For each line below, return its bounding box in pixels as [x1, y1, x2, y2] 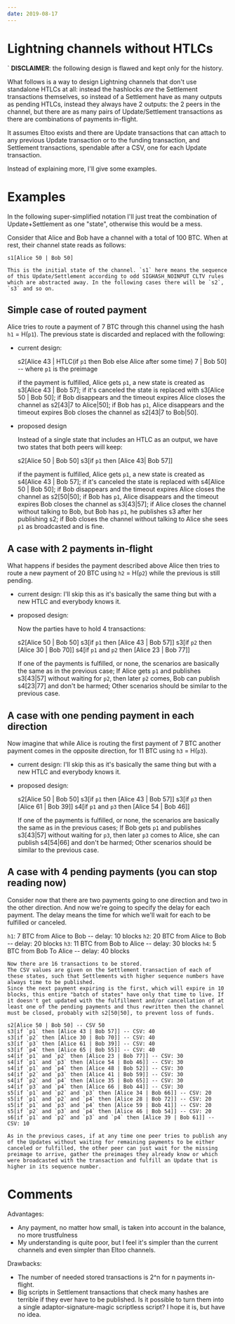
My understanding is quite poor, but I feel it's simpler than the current [17, 1238, 219, 1247]
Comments [7, 1186, 73, 1202]
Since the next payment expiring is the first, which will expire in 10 [7, 985, 224, 992]
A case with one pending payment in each [7, 709, 194, 721]
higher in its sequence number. [7, 1163, 102, 1170]
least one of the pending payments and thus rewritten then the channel [7, 1003, 224, 1010]
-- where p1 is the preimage [17, 365, 98, 373]
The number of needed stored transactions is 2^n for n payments [17, 1273, 206, 1281]
